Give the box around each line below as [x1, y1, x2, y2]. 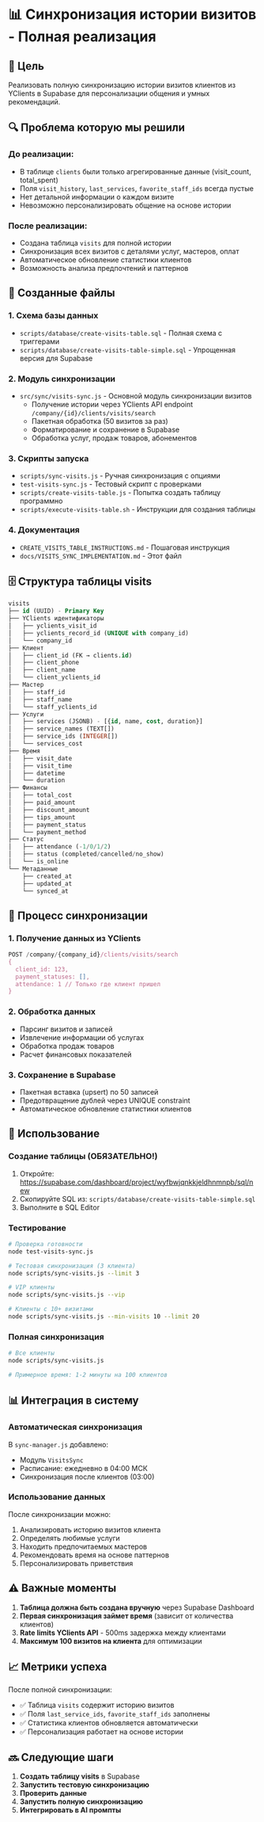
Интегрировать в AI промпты [19, 1805, 122, 1815]
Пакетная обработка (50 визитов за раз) [31, 416, 168, 425]
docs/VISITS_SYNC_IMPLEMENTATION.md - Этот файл [19, 551, 182, 560]
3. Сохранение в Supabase [8, 1069, 116, 1081]
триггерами [19, 337, 60, 346]
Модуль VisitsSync [19, 1454, 84, 1465]
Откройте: [19, 1168, 55, 1178]
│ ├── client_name [8, 666, 77, 674]
